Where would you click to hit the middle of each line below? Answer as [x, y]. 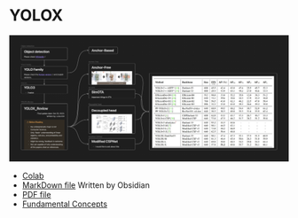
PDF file [36, 194]
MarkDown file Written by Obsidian [86, 185]
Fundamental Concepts [65, 204]
